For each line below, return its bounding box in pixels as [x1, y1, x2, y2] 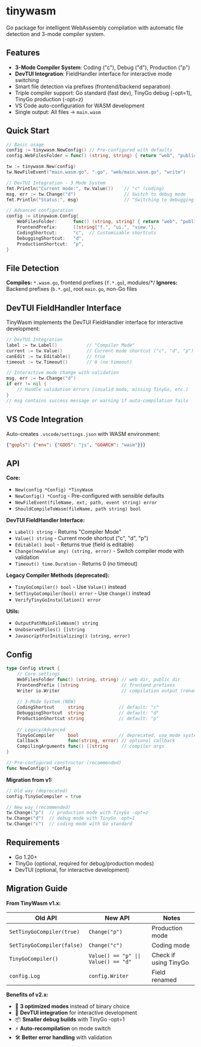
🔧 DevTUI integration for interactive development [14, 1009, 138, 1016]
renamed [151, 976, 177, 984]
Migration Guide [6, 883, 68, 894]
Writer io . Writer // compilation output [17, 688, 178, 694]
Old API [35, 913, 57, 922]
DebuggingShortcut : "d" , [17, 235, 84, 241]
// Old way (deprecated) [6, 787, 68, 794]
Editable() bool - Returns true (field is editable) [14, 541, 134, 548]
